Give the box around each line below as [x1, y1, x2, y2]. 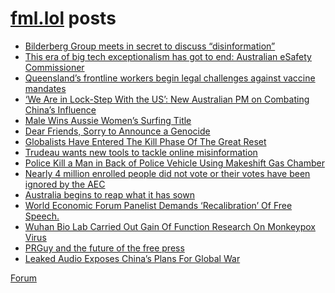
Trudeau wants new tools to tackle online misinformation [24, 146, 258, 158]
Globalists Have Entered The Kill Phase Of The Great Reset [24, 135, 267, 147]
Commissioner [24, 61, 85, 73]
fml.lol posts [10, 7, 117, 30]
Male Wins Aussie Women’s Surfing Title [24, 114, 192, 126]
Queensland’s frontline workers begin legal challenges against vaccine [24, 72, 316, 84]
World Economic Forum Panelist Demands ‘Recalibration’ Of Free [24, 199, 293, 211]
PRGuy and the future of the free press [24, 242, 185, 254]
